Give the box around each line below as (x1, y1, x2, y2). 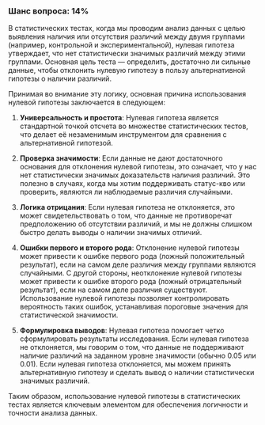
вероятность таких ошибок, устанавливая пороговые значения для (19, 302, 248, 312)
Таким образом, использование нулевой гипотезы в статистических (8, 392, 241, 401)
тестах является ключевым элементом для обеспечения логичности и (8, 400, 248, 409)
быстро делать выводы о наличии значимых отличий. (19, 228, 203, 237)
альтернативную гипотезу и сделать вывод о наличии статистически (19, 368, 255, 378)
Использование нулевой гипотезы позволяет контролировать (19, 294, 229, 303)
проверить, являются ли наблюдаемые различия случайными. (19, 188, 233, 197)
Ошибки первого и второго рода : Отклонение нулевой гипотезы (19, 243, 240, 252)
